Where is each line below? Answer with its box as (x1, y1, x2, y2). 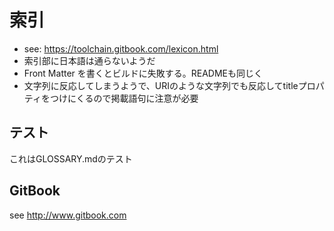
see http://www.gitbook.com (9, 209, 127, 221)
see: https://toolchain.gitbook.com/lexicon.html (23, 42, 219, 55)
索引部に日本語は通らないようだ (23, 54, 156, 66)
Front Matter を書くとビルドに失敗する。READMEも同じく (23, 67, 264, 79)
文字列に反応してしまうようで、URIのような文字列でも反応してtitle (23, 79, 299, 91)
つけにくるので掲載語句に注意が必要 (49, 92, 199, 104)
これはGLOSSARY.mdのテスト (9, 152, 133, 165)
